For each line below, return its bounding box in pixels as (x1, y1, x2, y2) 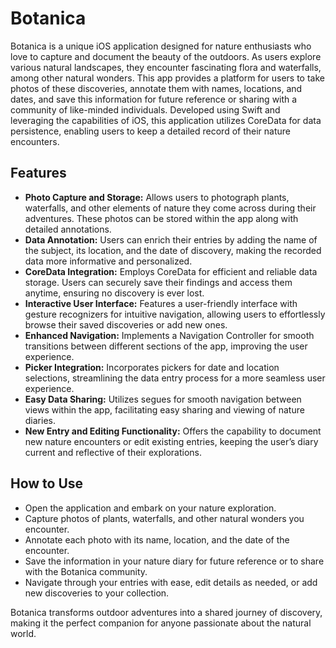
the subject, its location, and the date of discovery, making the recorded (24, 244, 322, 256)
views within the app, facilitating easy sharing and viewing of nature (24, 403, 305, 416)
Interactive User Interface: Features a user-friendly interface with (24, 297, 298, 309)
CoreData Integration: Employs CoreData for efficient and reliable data (24, 265, 318, 277)
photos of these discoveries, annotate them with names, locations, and (10, 82, 303, 94)
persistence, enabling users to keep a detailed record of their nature (10, 125, 291, 137)
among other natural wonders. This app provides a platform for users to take (10, 72, 325, 84)
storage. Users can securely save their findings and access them (24, 276, 293, 288)
